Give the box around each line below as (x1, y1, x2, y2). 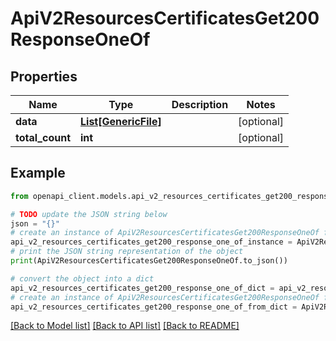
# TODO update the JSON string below (10, 209, 168, 219)
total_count (15, 131, 71, 144)
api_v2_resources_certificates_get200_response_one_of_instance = (10, 237, 293, 247)
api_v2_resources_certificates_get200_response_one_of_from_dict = (10, 302, 298, 312)
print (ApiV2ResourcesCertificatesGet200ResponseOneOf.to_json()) (10, 256, 288, 266)
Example (10, 165, 66, 182)
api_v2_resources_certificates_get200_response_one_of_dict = (10, 283, 275, 293)
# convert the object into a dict (10, 273, 155, 284)
